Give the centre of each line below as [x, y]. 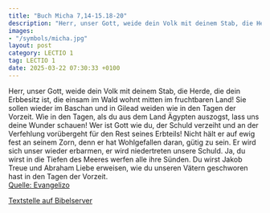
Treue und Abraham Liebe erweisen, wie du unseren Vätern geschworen [128, 168]
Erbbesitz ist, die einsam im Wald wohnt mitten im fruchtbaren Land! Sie [127, 99]
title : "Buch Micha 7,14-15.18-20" [68, 16]
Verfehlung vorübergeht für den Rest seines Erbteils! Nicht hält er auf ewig [132, 133]
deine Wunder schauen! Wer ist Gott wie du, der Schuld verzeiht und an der [133, 125]
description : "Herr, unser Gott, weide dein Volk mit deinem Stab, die [131, 23]
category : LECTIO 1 [41, 53]
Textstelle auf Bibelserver [51, 200]
